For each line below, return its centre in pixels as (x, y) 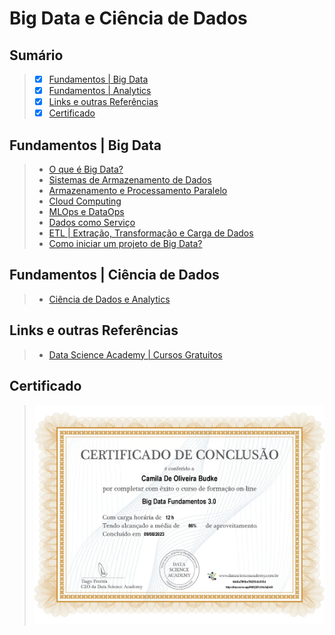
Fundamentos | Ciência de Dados (114, 275)
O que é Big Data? (86, 169)
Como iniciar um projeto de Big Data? (125, 244)
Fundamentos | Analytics (100, 91)
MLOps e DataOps (86, 212)
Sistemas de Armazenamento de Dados (130, 180)
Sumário (36, 55)
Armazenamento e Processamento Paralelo (138, 191)
